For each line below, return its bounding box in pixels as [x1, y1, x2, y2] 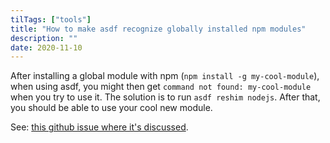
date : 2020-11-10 [10, 42, 83, 53]
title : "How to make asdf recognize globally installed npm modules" [10, 24, 307, 34]
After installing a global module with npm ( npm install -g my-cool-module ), [10, 70, 320, 82]
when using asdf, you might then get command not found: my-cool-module [10, 81, 312, 93]
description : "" [10, 33, 78, 43]
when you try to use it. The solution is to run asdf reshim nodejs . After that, [10, 91, 321, 103]
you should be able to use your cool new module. [10, 102, 213, 114]
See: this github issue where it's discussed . [10, 121, 189, 133]
